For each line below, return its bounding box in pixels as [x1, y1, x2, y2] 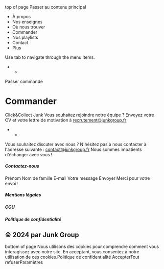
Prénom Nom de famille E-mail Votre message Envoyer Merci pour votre [5, 175, 150, 181]
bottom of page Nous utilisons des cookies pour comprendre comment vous [5, 244, 159, 249]
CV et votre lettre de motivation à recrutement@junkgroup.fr [5, 117, 127, 123]
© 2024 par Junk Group [5, 230, 79, 239]
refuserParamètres [5, 259, 43, 265]
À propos [12, 14, 31, 19]
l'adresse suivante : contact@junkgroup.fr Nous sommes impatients [5, 147, 142, 152]
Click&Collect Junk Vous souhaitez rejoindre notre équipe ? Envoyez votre [5, 112, 154, 118]
